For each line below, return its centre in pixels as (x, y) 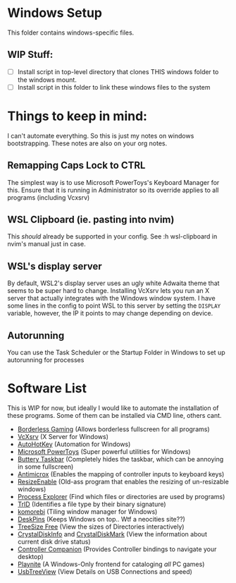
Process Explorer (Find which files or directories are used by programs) (121, 497)
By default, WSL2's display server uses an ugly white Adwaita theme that (113, 283)
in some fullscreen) (45, 467)
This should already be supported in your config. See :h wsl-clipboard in (112, 236)
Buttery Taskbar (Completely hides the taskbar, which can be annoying (120, 459)
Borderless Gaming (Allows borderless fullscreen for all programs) (113, 429)
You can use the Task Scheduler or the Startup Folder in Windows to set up (116, 353)
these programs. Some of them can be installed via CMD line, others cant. (114, 415)
